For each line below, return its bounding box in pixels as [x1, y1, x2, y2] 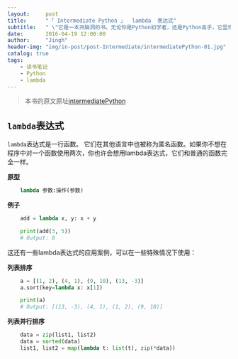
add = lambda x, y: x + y [20, 215, 97, 223]
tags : [7, 57, 23, 64]
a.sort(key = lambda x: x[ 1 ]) [20, 284, 103, 291]
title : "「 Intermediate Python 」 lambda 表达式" [7, 17, 177, 24]
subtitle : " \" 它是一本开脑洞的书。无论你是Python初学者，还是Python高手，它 [7, 23, 223, 31]
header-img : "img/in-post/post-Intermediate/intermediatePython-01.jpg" [7, 43, 227, 50]
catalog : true [7, 50, 50, 58]
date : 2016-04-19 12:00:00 [7, 30, 106, 38]
